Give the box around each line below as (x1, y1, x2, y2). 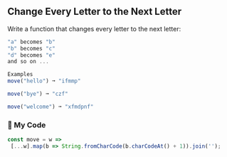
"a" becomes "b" (7, 38, 56, 45)
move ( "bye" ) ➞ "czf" (7, 90, 69, 98)
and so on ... (7, 58, 50, 65)
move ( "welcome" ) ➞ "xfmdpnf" (7, 103, 94, 110)
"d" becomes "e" (7, 51, 56, 59)
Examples (7, 71, 33, 78)
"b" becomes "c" (7, 45, 56, 52)
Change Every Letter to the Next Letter (7, 6, 182, 18)
